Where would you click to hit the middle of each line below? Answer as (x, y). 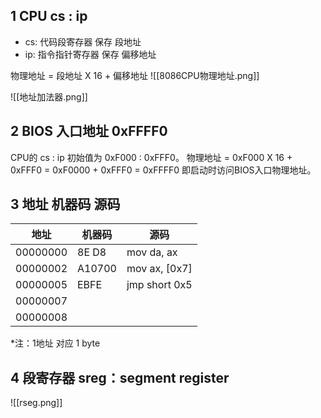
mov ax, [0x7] (159, 269)
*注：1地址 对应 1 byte (55, 343)
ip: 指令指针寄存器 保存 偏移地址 (90, 54)
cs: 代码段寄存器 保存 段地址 (83, 41)
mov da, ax (152, 252)
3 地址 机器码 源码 (65, 204)
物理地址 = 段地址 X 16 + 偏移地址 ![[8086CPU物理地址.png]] (135, 75)
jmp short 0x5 (159, 285)
